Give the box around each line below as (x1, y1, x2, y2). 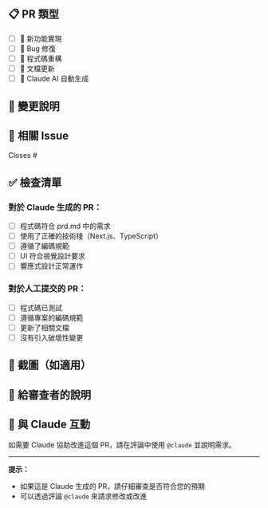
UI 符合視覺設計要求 (19, 251, 85, 261)
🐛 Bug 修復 (19, 43, 56, 53)
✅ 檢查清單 (8, 175, 62, 189)
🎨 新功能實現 (19, 33, 62, 43)
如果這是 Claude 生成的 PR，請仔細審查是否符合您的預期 (19, 482, 206, 491)
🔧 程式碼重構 (19, 53, 62, 63)
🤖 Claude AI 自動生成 (19, 74, 89, 84)
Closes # (8, 151, 37, 160)
